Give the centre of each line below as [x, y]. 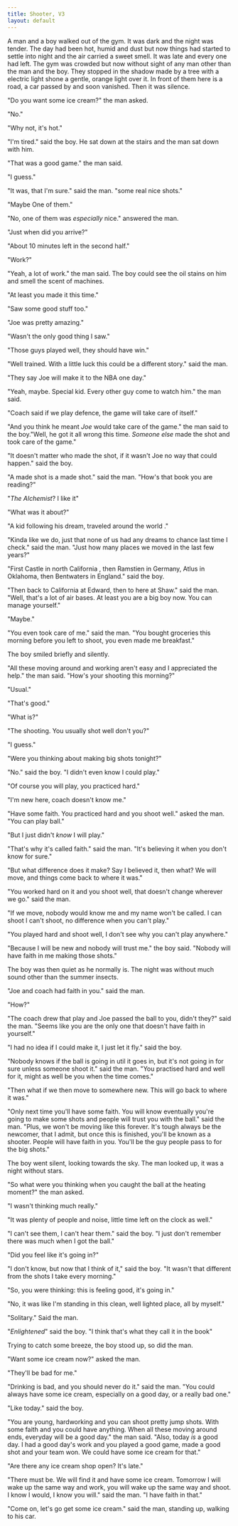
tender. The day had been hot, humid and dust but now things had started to [119, 48]
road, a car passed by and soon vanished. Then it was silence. [99, 86]
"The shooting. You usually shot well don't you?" [79, 730]
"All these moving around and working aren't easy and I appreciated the [113, 668]
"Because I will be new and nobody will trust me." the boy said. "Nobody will [119, 948]
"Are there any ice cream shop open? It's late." [75, 1465]
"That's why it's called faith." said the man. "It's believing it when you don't [117, 848]
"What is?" [23, 717]
